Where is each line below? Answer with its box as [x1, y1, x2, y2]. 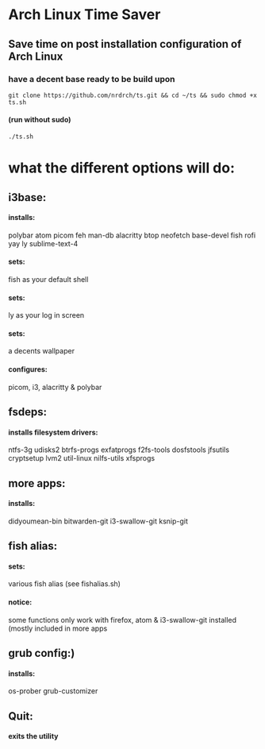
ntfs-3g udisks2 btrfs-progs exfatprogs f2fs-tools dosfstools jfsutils [8, 445, 230, 454]
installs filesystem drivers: [8, 427, 98, 437]
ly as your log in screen [8, 311, 85, 320]
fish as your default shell [8, 275, 89, 284]
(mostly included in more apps [8, 624, 108, 633]
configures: [8, 365, 48, 374]
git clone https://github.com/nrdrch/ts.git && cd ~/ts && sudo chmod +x [8, 91, 258, 99]
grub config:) [8, 647, 75, 660]
